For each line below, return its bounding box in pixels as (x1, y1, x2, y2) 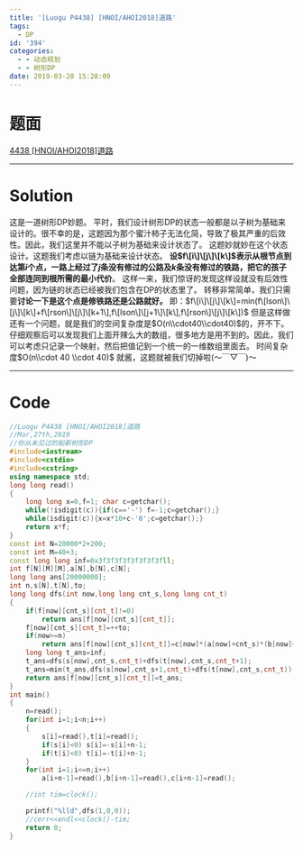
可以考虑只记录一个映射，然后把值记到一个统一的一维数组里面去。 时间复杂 (9, 340, 289, 351)
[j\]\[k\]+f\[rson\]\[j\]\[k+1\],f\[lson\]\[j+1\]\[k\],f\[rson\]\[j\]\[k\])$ (9, 306, 250, 317)
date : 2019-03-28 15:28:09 (9, 72, 111, 81)
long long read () (9, 480, 75, 489)
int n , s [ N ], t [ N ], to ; (9, 581, 87, 590)
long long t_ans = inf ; (25, 648, 106, 658)
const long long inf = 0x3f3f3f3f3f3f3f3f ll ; (9, 556, 176, 565)
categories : (9, 47, 54, 56)
